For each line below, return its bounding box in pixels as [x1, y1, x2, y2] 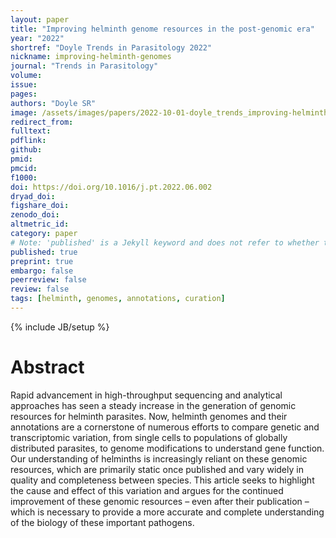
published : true [10, 247, 78, 257]
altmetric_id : [10, 219, 70, 230]
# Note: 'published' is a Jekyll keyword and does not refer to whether [10, 237, 320, 248]
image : [10, 107, 38, 118]
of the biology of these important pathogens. [10, 516, 195, 528]
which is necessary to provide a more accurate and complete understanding [10, 506, 325, 518]
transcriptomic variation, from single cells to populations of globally [10, 431, 288, 443]
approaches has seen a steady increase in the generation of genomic [10, 399, 297, 411]
